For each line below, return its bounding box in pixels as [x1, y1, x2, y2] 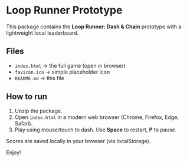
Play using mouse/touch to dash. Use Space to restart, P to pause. [14, 126, 177, 133]
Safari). [14, 120, 33, 127]
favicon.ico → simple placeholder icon [14, 68, 110, 75]
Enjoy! [6, 148, 22, 156]
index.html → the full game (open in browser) [14, 62, 126, 69]
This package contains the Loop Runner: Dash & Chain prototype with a [6, 23, 182, 30]
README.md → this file [14, 74, 65, 81]
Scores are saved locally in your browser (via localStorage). [6, 137, 151, 144]
